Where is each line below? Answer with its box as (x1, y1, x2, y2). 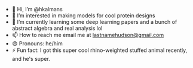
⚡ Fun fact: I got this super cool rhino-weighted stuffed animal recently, (11, 47, 188, 54)
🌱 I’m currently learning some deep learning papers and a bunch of (11, 18, 177, 25)
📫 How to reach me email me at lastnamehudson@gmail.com (11, 32, 164, 38)
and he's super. (11, 55, 51, 62)
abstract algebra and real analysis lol (11, 24, 103, 32)
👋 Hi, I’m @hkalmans (11, 6, 63, 13)
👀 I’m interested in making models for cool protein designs (11, 12, 155, 19)
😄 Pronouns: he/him (11, 40, 63, 47)
